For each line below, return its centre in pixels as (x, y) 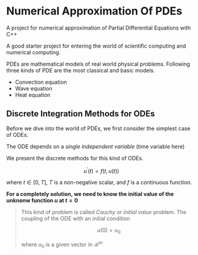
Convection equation (41, 82)
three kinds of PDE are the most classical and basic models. (81, 70)
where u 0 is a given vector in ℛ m (62, 245)
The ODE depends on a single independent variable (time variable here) (96, 146)
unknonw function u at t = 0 (42, 201)
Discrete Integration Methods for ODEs (81, 114)
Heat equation (33, 95)
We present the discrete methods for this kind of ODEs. (75, 158)
